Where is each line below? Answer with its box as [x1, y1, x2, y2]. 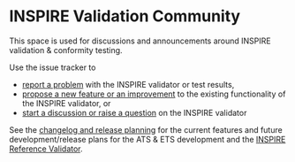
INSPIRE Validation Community [9, 6, 241, 27]
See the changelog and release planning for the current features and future [9, 124, 283, 135]
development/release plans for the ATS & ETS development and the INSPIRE [9, 134, 286, 144]
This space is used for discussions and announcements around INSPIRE [9, 35, 271, 46]
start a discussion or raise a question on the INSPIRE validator [21, 107, 247, 118]
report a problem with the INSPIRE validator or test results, [21, 79, 235, 89]
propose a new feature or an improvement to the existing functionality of [21, 89, 286, 99]
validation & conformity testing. [9, 44, 123, 55]
